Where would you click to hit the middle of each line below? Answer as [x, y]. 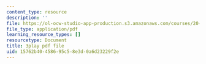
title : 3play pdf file [35, 46]
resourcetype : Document [37, 40]
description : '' [27, 18]
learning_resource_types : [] [44, 35]
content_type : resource [37, 12]
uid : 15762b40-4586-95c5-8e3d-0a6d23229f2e [63, 52]
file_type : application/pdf [42, 29]
